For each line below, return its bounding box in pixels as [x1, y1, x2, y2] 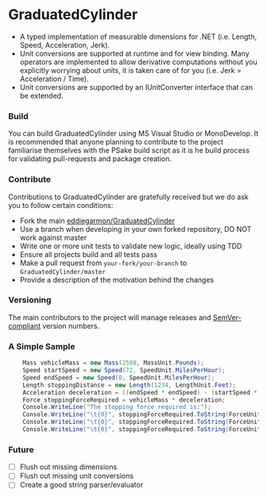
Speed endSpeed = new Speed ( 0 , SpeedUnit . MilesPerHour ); [22, 373, 215, 382]
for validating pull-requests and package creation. [8, 154, 172, 164]
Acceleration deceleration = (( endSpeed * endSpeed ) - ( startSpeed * [22, 388, 258, 396]
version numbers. [42, 321, 100, 330]
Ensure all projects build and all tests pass [19, 249, 157, 259]
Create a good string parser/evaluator [19, 480, 144, 490]
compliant [8, 321, 41, 330]
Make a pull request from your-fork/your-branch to [19, 258, 188, 268]
